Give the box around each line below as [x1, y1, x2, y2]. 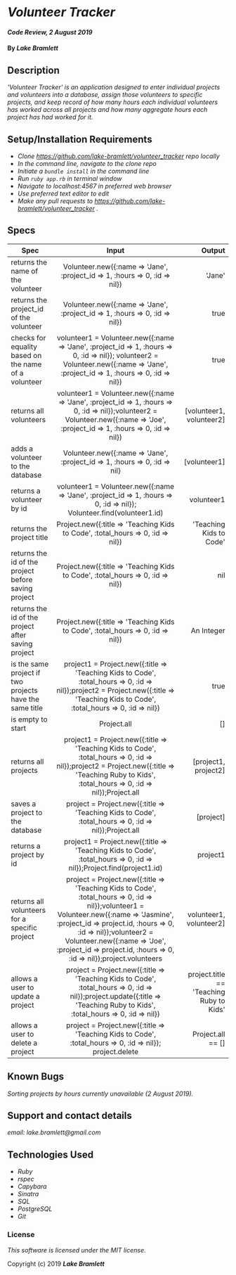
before [11, 575, 33, 584]
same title [11, 703, 44, 712]
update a [11, 991, 40, 1001]
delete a [11, 1038, 38, 1048]
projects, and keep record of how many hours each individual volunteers [7, 98, 218, 106]
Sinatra [17, 1190, 39, 1198]
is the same [11, 659, 49, 669]
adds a [11, 444, 34, 454]
